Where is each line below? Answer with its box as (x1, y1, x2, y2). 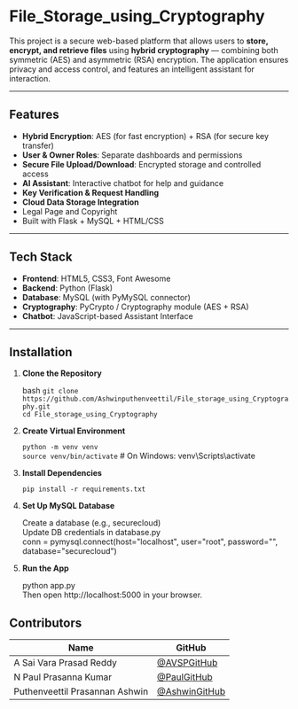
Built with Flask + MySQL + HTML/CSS (21, 215, 164, 226)
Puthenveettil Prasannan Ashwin (13, 685, 149, 697)
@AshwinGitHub (156, 685, 226, 697)
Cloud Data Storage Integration (21, 197, 139, 207)
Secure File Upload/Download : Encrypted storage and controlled (21, 159, 262, 169)
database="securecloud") (21, 546, 117, 557)
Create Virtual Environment (21, 425, 126, 436)
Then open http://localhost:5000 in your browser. (21, 589, 202, 600)
